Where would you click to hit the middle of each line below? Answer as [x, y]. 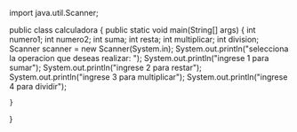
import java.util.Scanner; [54, 13]
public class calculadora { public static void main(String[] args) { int [132, 30]
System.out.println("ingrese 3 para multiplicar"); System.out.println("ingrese [148, 77]
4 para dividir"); [38, 86]
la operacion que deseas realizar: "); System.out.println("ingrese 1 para [139, 58]
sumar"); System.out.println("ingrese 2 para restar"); [106, 67]
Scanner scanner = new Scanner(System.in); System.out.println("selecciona [149, 49]
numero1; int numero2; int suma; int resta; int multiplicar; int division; [134, 39]
